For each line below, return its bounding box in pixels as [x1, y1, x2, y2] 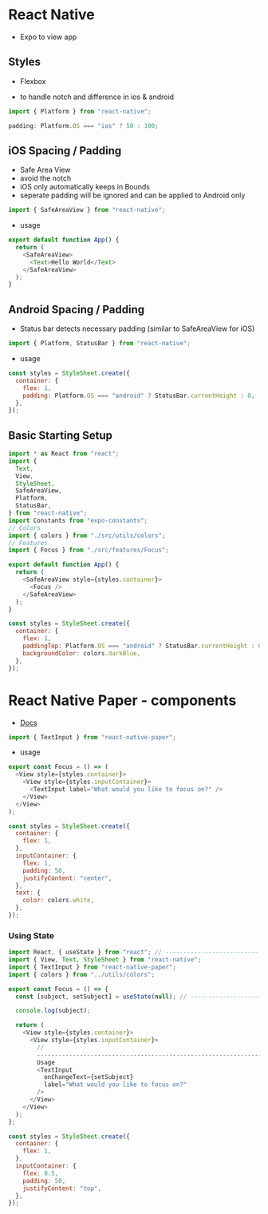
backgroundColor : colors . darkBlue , [22, 649, 141, 657]
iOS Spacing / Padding [8, 144, 122, 157]
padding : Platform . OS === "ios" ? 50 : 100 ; [8, 121, 159, 129]
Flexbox [19, 76, 46, 86]
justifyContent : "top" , [22, 1184, 102, 1192]
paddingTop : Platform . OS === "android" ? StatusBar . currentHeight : [22, 642, 255, 651]
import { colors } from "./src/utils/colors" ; [8, 531, 166, 539]
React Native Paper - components [8, 691, 237, 709]
